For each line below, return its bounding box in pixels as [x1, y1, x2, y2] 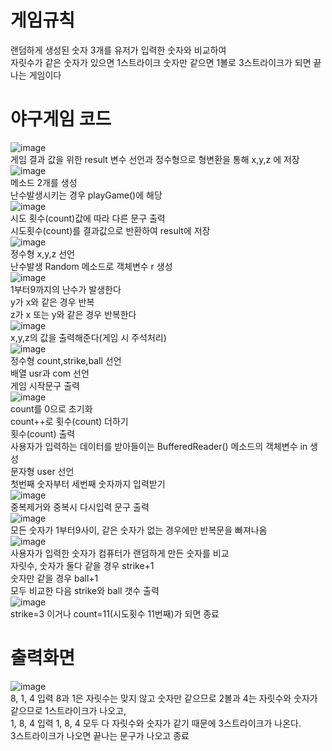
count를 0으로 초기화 [10, 402, 93, 415]
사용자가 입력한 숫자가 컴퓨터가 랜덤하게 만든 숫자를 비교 [10, 547, 230, 559]
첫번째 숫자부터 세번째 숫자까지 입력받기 [10, 477, 166, 490]
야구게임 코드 [10, 108, 112, 131]
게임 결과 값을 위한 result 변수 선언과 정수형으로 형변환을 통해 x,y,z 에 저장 [10, 153, 300, 165]
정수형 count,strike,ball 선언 [10, 354, 122, 366]
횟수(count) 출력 [10, 427, 76, 440]
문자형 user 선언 [10, 465, 75, 477]
